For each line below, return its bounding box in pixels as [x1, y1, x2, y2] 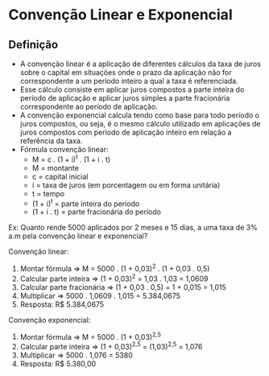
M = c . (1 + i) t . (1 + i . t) [31, 153, 111, 164]
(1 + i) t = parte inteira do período [31, 197, 140, 209]
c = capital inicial [31, 171, 89, 181]
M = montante [31, 163, 79, 172]
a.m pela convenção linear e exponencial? [8, 231, 148, 241]
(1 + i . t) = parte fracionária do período [31, 207, 161, 217]
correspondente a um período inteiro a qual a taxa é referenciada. [19, 76, 239, 85]
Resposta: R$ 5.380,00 [19, 358, 97, 368]
